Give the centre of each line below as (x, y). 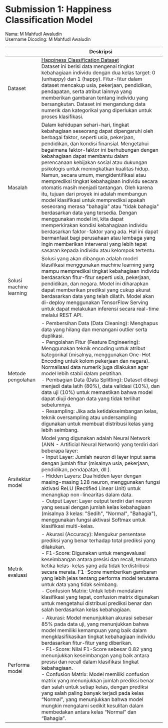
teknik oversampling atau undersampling (89, 417)
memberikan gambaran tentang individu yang (95, 97)
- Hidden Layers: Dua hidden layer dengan (91, 476)
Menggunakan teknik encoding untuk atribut (93, 348)
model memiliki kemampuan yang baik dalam (94, 630)
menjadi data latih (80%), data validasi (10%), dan (100, 386)
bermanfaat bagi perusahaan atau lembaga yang (98, 238)
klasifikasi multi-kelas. (68, 526)
